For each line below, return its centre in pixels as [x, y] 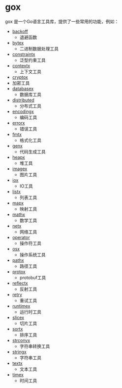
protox [19, 272]
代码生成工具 [32, 151]
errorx [19, 123]
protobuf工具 [33, 277]
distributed [23, 100]
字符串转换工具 [35, 346]
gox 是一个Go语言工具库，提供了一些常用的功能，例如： [62, 21]
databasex [23, 89]
